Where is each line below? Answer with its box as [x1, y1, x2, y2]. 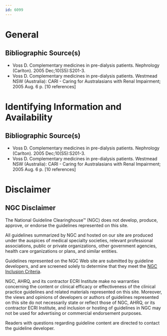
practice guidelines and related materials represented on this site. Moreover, [5, 289, 162, 295]
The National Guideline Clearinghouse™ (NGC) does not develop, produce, [5, 217, 158, 223]
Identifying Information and [5, 101, 121, 112]
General [5, 29, 39, 40]
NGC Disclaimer [5, 204, 56, 212]
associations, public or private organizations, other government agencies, [5, 243, 157, 249]
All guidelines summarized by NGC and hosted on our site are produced [5, 232, 153, 238]
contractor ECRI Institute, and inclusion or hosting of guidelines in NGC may [5, 304, 161, 311]
